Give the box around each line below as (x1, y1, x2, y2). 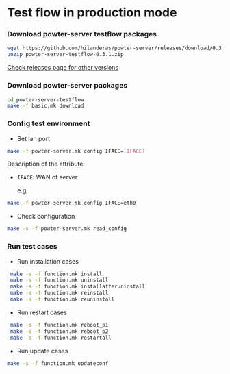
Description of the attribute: (7, 160, 86, 169)
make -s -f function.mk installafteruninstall (10, 283, 146, 290)
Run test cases (7, 242, 57, 251)
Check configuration (16, 212, 75, 221)
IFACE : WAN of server (16, 173, 78, 182)
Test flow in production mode (7, 5, 177, 21)
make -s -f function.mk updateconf (7, 360, 109, 367)
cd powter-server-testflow (7, 96, 84, 103)
